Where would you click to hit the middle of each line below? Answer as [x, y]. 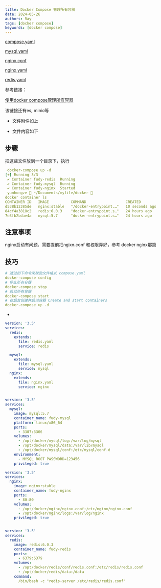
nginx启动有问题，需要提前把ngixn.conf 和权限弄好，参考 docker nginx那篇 [81, 245]
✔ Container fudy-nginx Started [41, 188]
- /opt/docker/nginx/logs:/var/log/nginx [61, 513]
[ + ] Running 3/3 [22, 175]
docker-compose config [28, 278]
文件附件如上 [25, 121]
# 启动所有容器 [18, 292]
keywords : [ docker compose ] [34, 28]
